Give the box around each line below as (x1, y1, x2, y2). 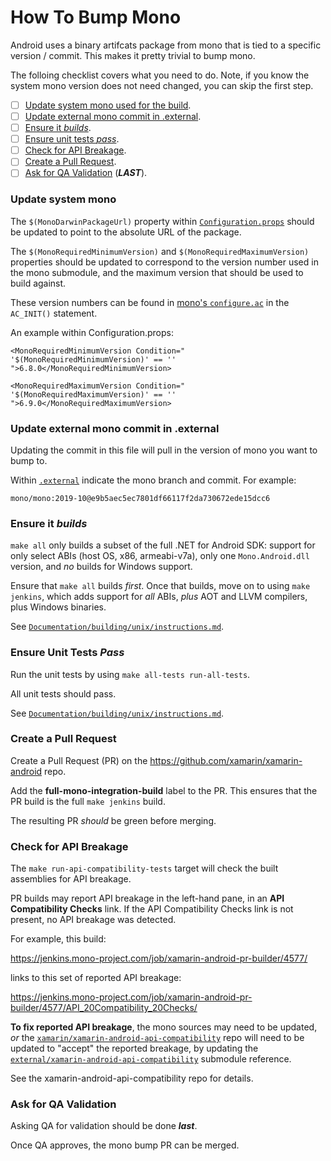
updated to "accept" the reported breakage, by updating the (10, 1042, 259, 1055)
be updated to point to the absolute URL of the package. (10, 226, 242, 238)
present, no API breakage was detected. (10, 914, 177, 926)
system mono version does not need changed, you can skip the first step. (10, 79, 314, 91)
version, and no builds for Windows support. (10, 561, 193, 573)
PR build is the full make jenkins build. (10, 795, 166, 807)
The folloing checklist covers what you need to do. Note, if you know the (10, 69, 310, 81)
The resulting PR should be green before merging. (10, 814, 217, 826)
